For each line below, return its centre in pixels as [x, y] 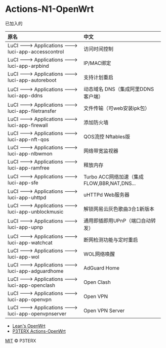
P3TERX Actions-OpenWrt [39, 331]
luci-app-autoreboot [32, 80]
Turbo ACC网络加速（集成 [114, 176]
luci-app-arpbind [28, 66]
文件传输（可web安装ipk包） [117, 108]
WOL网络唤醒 [99, 254]
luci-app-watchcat [30, 242]
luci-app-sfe [23, 182]
